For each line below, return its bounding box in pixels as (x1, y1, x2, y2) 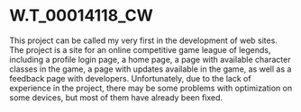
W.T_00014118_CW (9, 5, 153, 26)
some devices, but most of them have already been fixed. (9, 91, 223, 103)
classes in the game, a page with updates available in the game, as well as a (9, 64, 292, 74)
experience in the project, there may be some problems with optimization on (9, 82, 293, 93)
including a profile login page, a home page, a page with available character (9, 54, 291, 65)
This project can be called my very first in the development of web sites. (9, 35, 278, 46)
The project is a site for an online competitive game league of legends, (9, 44, 272, 55)
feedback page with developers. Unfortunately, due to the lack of (9, 73, 251, 83)
